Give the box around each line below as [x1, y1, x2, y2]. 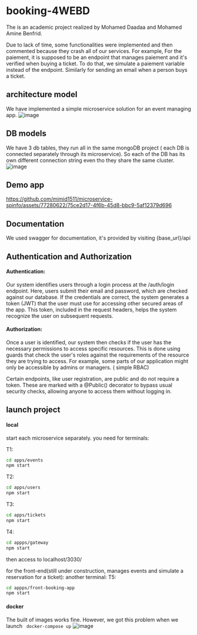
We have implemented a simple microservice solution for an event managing [6, 105, 191, 112]
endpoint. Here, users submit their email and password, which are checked [6, 287, 188, 294]
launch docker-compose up [6, 622, 72, 629]
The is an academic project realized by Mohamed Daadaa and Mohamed [6, 24, 182, 31]
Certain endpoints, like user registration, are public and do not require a [6, 375, 179, 382]
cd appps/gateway [6, 540, 49, 546]
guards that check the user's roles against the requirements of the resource [6, 351, 189, 358]
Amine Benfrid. [6, 29, 42, 36]
